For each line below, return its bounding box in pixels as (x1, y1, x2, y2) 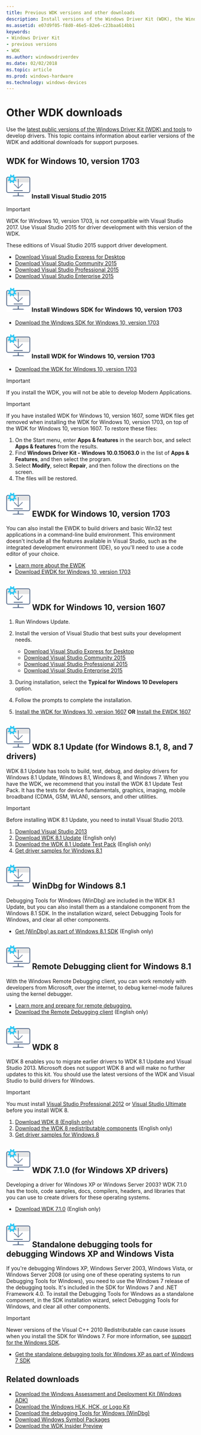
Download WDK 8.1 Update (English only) (14, 834, 117, 841)
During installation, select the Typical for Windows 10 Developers (14, 678, 178, 686)
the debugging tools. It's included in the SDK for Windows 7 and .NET (6, 1284, 178, 1291)
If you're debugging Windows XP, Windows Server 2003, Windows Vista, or (6, 1264, 193, 1272)
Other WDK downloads (6, 106, 123, 119)
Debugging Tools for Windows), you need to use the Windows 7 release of (6, 1277, 190, 1284)
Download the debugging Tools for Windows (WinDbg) (14, 1409, 150, 1416)
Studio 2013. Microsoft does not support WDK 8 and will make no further (6, 1065, 185, 1072)
